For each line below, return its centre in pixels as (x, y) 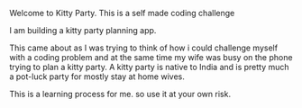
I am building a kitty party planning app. (83, 30)
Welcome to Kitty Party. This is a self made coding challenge (122, 13)
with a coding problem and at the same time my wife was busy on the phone (151, 57)
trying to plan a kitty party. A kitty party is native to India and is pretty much (150, 67)
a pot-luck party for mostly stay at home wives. (97, 76)
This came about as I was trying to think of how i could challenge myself (143, 48)
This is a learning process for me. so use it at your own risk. (120, 94)
